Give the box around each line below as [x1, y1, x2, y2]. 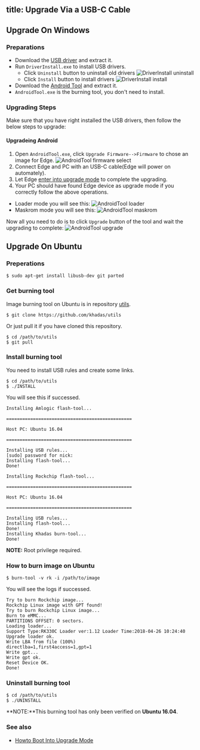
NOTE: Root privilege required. [6, 546, 82, 553]
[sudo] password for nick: [6, 452, 73, 458]
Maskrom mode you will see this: [14, 206, 96, 213]
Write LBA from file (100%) [6, 639, 76, 645]
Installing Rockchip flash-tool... [6, 473, 95, 479]
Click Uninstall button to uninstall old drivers [23, 69, 136, 76]
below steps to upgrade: [6, 123, 66, 130]
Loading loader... [6, 623, 52, 629]
